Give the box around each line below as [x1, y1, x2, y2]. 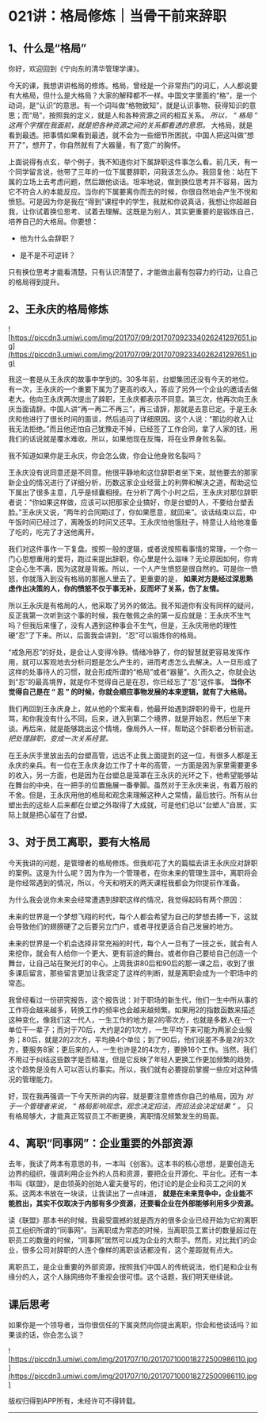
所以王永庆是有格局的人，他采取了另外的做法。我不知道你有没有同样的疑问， [8, 600, 258, 610]
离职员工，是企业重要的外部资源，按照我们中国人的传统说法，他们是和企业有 [8, 1262, 258, 1272]
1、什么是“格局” [8, 41, 87, 55]
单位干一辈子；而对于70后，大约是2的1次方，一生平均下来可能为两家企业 [8, 1025, 245, 1034]
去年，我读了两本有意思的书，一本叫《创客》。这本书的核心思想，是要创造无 [8, 1159, 255, 1169]
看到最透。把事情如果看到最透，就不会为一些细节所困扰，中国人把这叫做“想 [8, 130, 255, 140]
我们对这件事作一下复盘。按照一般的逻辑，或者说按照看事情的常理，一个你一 [8, 544, 258, 553]
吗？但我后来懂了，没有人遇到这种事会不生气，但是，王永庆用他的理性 [8, 620, 237, 630]
